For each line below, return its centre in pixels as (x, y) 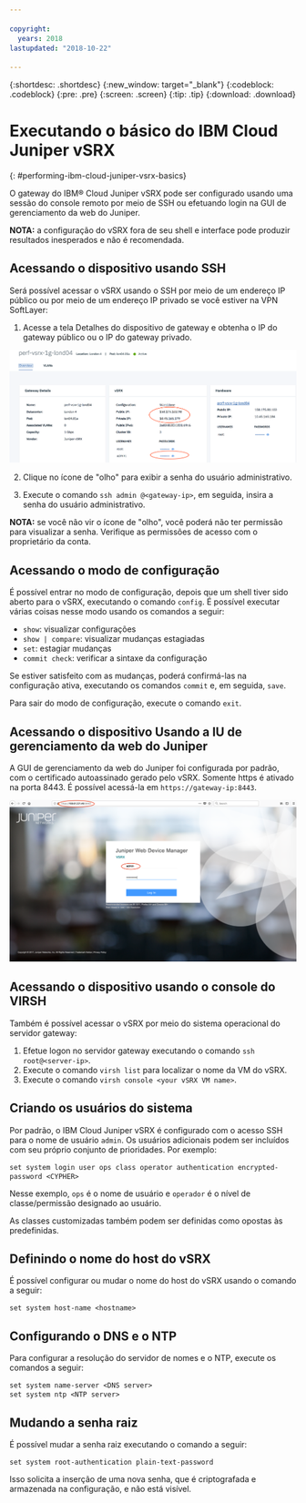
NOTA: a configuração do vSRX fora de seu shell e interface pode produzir (150, 230)
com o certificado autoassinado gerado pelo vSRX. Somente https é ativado (152, 777)
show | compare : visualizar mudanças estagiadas (113, 639)
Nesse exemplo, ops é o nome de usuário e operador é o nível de (130, 1193)
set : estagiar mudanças (67, 649)
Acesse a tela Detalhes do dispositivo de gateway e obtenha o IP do (150, 327)
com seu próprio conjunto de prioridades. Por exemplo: (113, 1149)
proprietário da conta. (50, 542)
